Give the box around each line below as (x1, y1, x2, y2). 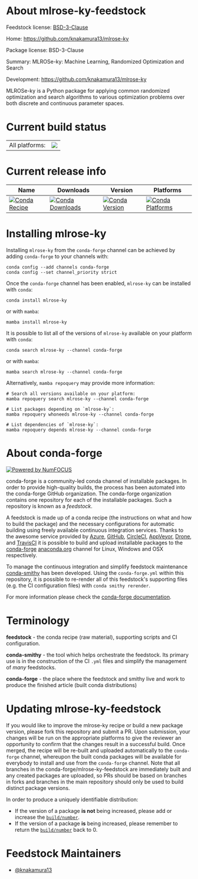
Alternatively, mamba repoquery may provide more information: (6, 379, 155, 386)
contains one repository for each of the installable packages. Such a (6, 496, 172, 503)
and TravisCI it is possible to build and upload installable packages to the (6, 539, 183, 546)
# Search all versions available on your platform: (6, 391, 136, 397)
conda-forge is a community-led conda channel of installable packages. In (6, 477, 187, 485)
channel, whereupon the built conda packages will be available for (20, 753, 181, 760)
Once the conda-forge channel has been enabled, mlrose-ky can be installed (6, 279, 191, 287)
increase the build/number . (14, 813, 80, 821)
